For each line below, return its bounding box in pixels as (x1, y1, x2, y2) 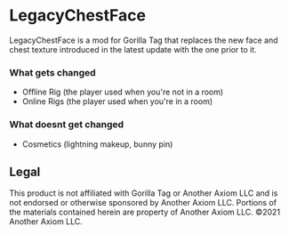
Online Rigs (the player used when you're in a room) (21, 96, 213, 107)
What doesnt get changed (9, 118, 124, 131)
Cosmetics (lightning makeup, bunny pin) (21, 139, 173, 149)
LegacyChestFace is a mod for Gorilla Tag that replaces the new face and (9, 35, 278, 45)
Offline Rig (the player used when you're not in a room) (21, 86, 224, 98)
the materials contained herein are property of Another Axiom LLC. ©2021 (9, 206, 281, 218)
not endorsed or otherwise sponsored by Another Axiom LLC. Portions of (9, 198, 277, 208)
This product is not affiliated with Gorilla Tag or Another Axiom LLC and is (9, 188, 278, 198)
